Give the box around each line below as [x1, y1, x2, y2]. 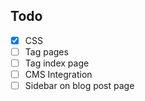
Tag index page [24, 57, 90, 69]
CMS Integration [24, 69, 93, 80]
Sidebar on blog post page [24, 80, 135, 92]
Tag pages [24, 45, 69, 58]
